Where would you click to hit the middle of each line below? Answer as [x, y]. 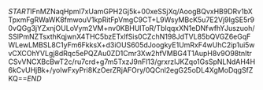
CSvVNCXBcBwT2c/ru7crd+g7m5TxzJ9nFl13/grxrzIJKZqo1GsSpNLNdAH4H [132, 62]
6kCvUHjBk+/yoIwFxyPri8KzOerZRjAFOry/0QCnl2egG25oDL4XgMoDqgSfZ [131, 70]
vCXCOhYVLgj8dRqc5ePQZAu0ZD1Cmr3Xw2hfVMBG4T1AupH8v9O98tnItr [130, 53]
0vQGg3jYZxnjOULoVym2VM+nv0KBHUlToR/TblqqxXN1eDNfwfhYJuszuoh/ [131, 28]
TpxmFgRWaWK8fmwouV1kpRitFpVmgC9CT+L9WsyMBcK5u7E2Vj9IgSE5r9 [131, 20]
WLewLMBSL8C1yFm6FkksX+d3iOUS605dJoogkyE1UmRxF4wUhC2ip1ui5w [131, 45]
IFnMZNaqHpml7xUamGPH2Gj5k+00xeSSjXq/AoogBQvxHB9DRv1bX [142, 11]
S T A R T [19, 11]
